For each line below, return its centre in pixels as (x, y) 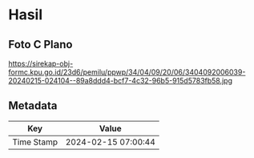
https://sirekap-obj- (41, 63)
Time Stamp (35, 142)
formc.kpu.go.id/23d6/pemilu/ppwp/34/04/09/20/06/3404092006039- (127, 72)
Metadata (33, 106)
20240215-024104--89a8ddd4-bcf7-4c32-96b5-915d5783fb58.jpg (121, 81)
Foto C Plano (40, 45)
